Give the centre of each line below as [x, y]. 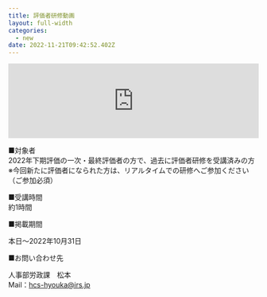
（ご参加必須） [33, 181]
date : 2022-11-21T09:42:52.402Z [62, 45]
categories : [28, 30]
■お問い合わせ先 [36, 258]
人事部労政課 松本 [40, 275]
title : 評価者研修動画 [42, 16]
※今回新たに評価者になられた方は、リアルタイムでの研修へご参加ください [129, 170]
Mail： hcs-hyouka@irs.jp [49, 285]
